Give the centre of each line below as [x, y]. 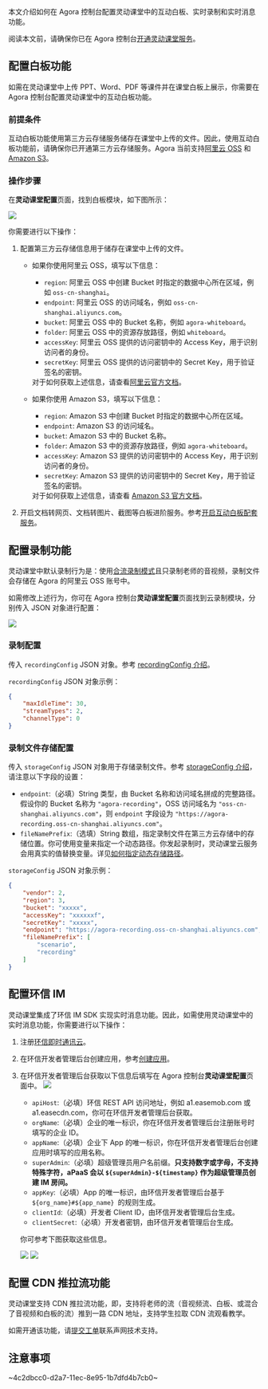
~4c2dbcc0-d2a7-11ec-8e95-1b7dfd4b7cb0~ [83, 1378]
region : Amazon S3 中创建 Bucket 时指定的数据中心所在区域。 [146, 416]
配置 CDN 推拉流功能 [59, 1283]
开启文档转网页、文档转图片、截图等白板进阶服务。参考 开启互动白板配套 [138, 513]
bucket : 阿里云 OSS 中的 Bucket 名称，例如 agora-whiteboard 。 [147, 322]
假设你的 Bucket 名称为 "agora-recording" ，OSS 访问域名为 [118, 804]
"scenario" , [57, 945]
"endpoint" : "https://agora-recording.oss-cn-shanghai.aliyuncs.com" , [142, 930]
